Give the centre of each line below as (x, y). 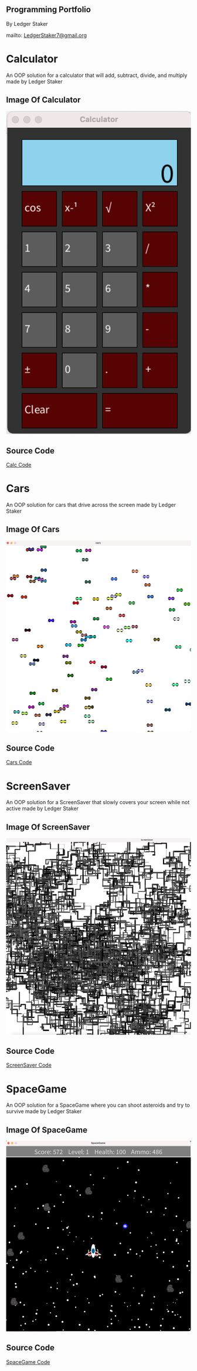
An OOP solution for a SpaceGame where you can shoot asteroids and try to (98, 1105)
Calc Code (19, 465)
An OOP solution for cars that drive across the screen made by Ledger (91, 505)
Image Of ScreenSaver (48, 827)
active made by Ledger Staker (43, 809)
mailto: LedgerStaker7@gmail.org (46, 35)
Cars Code (19, 762)
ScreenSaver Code (29, 1065)
